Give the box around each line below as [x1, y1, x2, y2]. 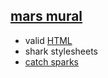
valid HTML [24, 34, 73, 46]
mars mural [10, 8, 83, 25]
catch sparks [24, 55, 79, 68]
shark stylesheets [24, 45, 98, 57]
